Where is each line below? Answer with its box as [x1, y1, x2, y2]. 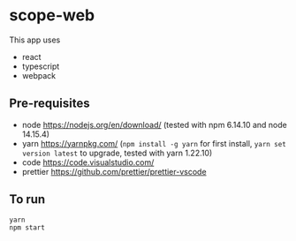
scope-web [9, 5, 95, 26]
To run [9, 192, 46, 207]
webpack [21, 70, 56, 80]
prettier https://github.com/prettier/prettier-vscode [21, 166, 207, 177]
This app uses [9, 34, 61, 45]
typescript [21, 61, 60, 72]
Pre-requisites [9, 96, 90, 111]
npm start [9, 222, 46, 232]
